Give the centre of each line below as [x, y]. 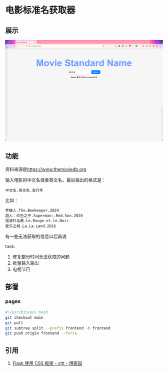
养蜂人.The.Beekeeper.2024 [32, 210]
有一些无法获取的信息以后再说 [36, 237]
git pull [14, 323]
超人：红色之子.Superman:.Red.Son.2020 [44, 216]
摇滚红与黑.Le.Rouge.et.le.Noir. [38, 221]
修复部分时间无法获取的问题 [41, 257]
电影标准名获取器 [40, 10]
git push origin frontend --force [41, 333]
